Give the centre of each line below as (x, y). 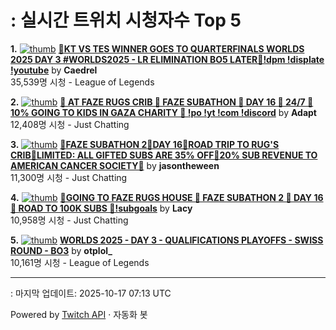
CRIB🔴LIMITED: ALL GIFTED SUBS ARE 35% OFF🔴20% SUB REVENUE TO (164, 155)
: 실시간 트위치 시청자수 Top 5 (126, 20)
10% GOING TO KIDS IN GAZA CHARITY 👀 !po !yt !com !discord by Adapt (163, 112)
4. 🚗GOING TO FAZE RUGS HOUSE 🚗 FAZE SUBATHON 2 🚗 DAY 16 (167, 197)
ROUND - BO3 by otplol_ (61, 250)
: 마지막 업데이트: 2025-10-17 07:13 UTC (91, 293)
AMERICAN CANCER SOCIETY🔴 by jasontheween (115, 165)
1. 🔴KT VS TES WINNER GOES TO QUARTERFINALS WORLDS (157, 48)
